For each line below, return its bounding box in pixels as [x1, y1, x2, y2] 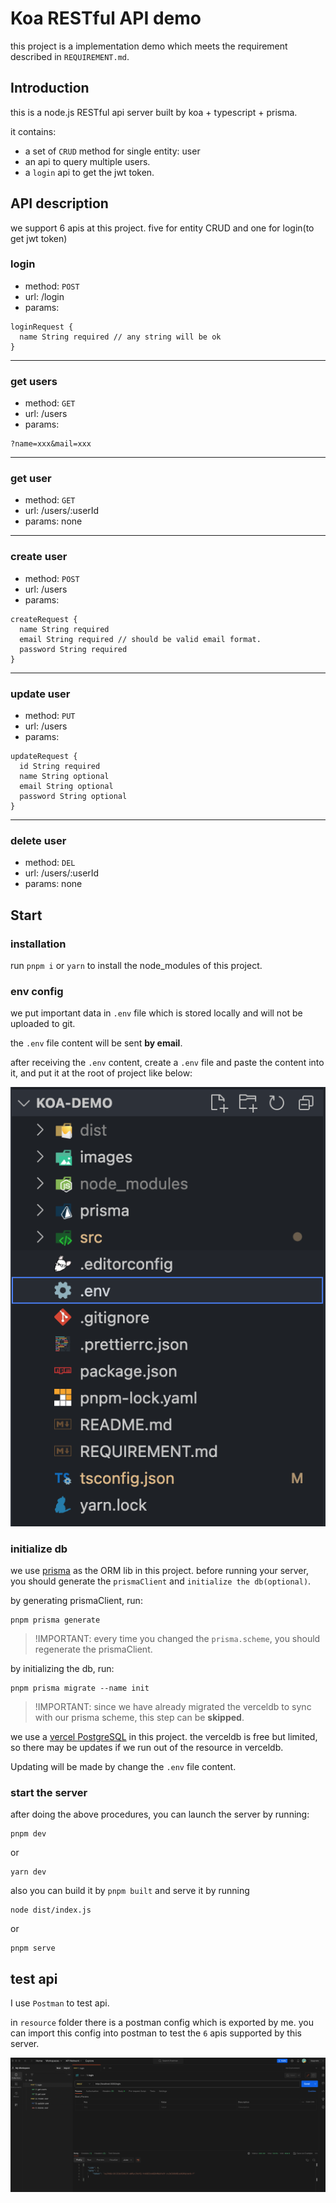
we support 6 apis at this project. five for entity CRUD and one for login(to [10, 222, 315, 234]
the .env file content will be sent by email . [10, 1037, 183, 1049]
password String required [19, 644, 128, 654]
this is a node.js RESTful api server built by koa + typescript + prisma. [10, 106, 298, 118]
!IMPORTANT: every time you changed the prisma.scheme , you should [34, 1633, 321, 1645]
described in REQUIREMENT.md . [10, 50, 130, 62]
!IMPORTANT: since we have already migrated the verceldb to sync [34, 1701, 312, 1713]
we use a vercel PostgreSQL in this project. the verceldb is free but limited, [10, 1731, 318, 1743]
